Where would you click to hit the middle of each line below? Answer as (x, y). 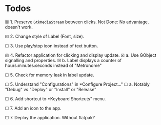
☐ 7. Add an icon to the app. (33, 108)
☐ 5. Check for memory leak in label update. (50, 75)
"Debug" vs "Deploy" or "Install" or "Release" (51, 89)
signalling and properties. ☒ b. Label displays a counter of (63, 60)
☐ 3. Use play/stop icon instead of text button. (52, 46)
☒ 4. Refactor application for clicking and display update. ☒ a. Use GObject (81, 55)
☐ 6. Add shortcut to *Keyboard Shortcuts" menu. (56, 99)
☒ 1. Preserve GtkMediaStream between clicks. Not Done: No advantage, (77, 22)
